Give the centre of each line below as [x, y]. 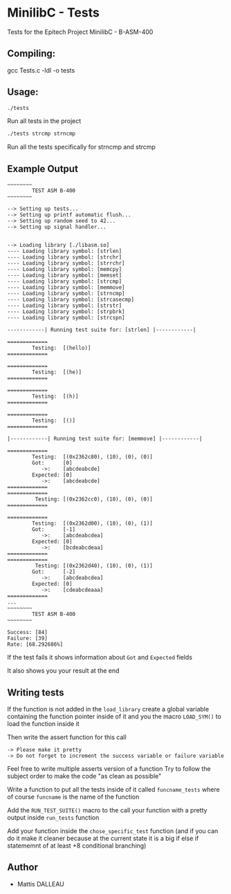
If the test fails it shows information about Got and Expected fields [100, 658]
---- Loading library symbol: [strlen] [65, 251]
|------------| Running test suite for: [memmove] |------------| [105, 439]
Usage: [23, 92]
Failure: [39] [28, 639]
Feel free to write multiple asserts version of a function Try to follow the [109, 768]
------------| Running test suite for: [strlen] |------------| [102, 330]
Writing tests [36, 692]
